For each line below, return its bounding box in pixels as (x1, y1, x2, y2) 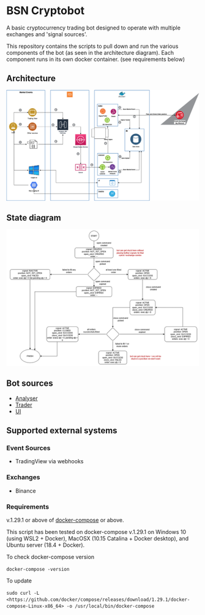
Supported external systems (6, 425, 117, 436)
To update (6, 577, 32, 584)
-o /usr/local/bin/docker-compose (66, 603, 155, 609)
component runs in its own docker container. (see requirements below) (6, 55, 185, 63)
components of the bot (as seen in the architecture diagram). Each (6, 49, 174, 56)
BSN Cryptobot (6, 4, 85, 18)
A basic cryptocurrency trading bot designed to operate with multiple (6, 24, 181, 31)
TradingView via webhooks (15, 458, 84, 465)
